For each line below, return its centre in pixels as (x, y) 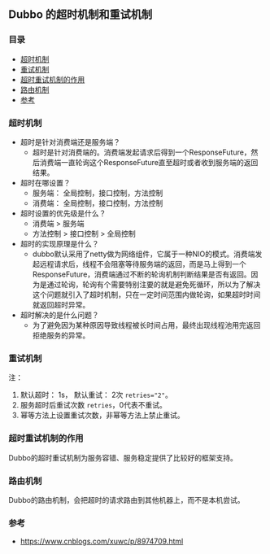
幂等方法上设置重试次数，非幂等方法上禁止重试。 (102, 415)
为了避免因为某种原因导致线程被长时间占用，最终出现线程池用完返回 (146, 325)
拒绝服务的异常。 (61, 335)
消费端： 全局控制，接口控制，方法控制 (98, 203)
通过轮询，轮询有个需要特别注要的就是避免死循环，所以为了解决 (154, 284)
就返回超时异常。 (61, 304)
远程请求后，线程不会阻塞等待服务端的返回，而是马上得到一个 (143, 264)
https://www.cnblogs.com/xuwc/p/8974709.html (102, 541)
